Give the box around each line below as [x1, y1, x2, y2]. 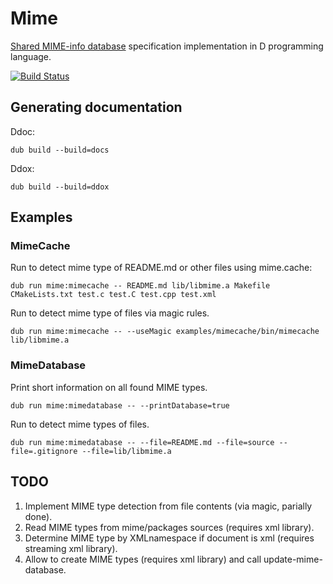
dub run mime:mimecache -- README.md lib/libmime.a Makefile [10, 281, 271, 291]
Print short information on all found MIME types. [10, 381, 208, 393]
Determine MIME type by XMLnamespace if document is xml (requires [24, 532, 315, 544]
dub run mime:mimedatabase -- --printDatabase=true [10, 400, 230, 411]
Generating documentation [10, 99, 183, 116]
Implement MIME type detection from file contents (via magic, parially [24, 500, 313, 512]
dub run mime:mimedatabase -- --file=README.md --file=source [10, 437, 275, 447]
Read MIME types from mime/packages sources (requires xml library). [24, 521, 315, 533]
